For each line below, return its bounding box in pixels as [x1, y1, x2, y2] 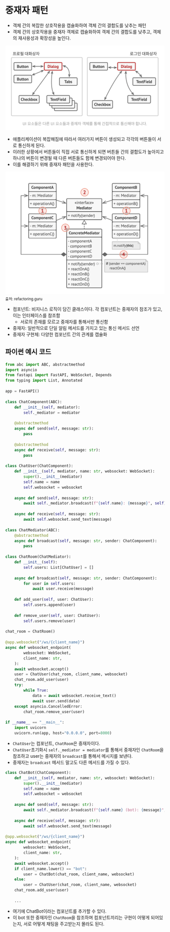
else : [14, 877, 26, 882]
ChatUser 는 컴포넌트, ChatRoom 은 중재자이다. [12, 740, 100, 746]
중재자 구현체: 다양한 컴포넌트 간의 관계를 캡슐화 [12, 331, 107, 337]
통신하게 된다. [18, 142, 46, 148]
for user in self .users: [23, 581, 76, 586]
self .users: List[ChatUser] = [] [23, 565, 94, 570]
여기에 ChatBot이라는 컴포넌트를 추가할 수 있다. [12, 908, 107, 914]
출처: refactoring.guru [5, 296, 43, 301]
